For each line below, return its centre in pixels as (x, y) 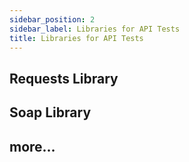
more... (32, 146)
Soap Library (50, 112)
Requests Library (64, 78)
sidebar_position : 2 (52, 19)
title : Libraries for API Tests (76, 38)
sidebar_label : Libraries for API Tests (95, 29)
